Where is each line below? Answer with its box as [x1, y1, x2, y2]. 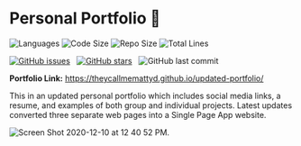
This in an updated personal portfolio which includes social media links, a [9, 90, 281, 101]
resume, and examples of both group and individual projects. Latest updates [9, 99, 293, 111]
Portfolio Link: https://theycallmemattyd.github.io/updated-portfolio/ [9, 72, 264, 84]
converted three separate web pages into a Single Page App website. [9, 109, 267, 120]
